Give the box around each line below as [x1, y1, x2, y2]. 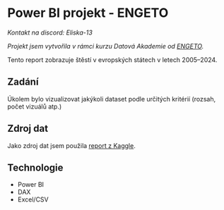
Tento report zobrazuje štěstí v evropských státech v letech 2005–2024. [7, 55, 218, 64]
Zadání [7, 76, 39, 88]
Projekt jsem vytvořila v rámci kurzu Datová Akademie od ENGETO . [7, 42, 204, 50]
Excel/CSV [17, 195, 49, 204]
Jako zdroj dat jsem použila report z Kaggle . [7, 141, 136, 149]
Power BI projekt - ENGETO [7, 5, 169, 21]
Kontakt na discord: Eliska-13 [7, 28, 93, 37]
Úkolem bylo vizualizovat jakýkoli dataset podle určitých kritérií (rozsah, [7, 94, 216, 103]
